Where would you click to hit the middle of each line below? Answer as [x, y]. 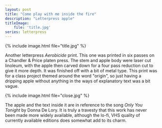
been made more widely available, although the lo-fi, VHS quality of [73, 115]
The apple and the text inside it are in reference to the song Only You [74, 105]
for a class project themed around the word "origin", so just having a [73, 76]
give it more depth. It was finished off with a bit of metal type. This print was [81, 71]
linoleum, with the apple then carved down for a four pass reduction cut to [79, 65]
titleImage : [17, 23]
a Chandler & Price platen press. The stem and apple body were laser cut [78, 60]
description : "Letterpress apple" [40, 18]
